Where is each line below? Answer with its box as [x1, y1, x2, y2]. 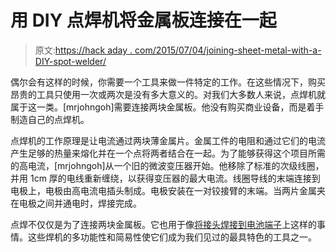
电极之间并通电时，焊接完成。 [18, 197, 142, 209]
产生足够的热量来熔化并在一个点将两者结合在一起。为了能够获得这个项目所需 [10, 147, 326, 159]
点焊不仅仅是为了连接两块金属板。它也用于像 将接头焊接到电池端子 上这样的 [10, 218, 317, 230]
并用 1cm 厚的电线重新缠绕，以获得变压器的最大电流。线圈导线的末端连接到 [10, 172, 321, 184]
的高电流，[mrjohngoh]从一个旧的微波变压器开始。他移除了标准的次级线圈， [10, 159, 325, 171]
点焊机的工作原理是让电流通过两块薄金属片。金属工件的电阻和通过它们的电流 [10, 134, 326, 146]
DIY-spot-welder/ [34, 55, 107, 67]
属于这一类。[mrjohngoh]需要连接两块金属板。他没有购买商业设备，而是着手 [10, 101, 325, 113]
